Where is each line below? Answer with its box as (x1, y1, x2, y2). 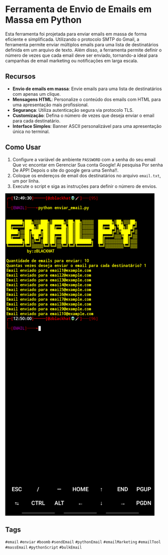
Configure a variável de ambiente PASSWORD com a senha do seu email (12, 156, 156, 162)
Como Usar (5, 143, 41, 152)
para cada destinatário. (12, 117, 61, 124)
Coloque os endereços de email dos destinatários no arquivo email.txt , (12, 172, 161, 178)
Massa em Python (5, 14, 82, 26)
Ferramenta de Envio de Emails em (5, 4, 152, 15)
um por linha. (12, 178, 40, 184)
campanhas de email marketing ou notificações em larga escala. (5, 57, 138, 63)
